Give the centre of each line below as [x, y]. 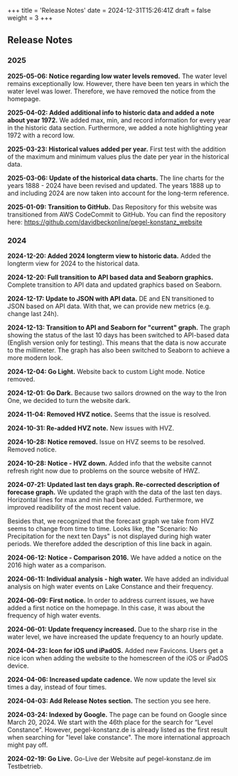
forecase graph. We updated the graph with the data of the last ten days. [115, 492]
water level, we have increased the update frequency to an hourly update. [115, 636]
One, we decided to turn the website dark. [69, 400]
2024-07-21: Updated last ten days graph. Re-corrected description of [114, 484]
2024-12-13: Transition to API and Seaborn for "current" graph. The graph [119, 327]
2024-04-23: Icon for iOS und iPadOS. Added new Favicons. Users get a [115, 650]
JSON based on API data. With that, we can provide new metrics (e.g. [109, 306]
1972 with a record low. [41, 135]
